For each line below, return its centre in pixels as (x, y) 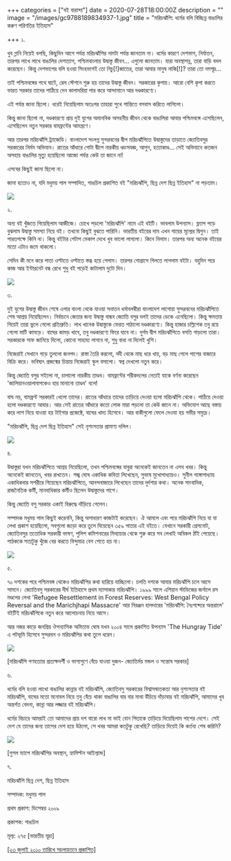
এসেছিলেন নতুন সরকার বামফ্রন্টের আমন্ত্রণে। (50, 126)
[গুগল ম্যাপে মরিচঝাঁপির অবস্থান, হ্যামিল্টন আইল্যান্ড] (56, 753)
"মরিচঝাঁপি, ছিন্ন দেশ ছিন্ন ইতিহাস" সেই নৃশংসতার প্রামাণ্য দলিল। (70, 426)
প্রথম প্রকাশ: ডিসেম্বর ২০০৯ (33, 808)
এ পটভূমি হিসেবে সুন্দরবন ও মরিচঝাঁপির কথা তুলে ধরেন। (62, 634)
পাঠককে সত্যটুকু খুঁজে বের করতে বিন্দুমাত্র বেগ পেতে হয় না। (64, 541)
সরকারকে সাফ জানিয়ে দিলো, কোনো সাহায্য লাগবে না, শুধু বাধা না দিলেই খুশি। (83, 340)
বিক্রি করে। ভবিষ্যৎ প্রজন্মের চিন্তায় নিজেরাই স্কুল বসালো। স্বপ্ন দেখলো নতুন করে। (85, 361)
